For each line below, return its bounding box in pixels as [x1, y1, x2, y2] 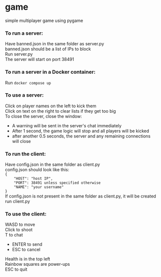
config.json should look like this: [5, 167, 69, 173]
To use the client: [5, 211, 47, 218]
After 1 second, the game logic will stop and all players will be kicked [12, 128, 149, 134]
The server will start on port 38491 [5, 57, 74, 62]
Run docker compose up [5, 79, 51, 85]
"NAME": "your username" [14, 185, 64, 190]
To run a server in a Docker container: [5, 69, 96, 76]
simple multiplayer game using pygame [5, 18, 83, 23]
